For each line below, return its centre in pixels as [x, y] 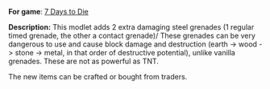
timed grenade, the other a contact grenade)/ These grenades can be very [132, 36]
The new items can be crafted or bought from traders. [98, 77]
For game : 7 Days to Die [48, 12]
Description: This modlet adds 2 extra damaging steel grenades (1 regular [131, 27]
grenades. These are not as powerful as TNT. [84, 61]
